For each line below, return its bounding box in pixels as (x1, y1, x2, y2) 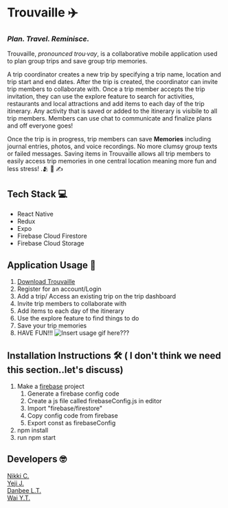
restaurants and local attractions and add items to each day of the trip (7, 100, 205, 108)
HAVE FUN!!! (16, 329, 54, 337)
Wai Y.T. (7, 494, 31, 502)
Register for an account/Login (16, 285, 102, 293)
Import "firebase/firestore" (27, 404, 103, 412)
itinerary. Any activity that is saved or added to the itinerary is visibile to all (7, 107, 218, 115)
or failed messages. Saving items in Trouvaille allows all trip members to (7, 150, 211, 158)
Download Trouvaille (16, 278, 76, 286)
